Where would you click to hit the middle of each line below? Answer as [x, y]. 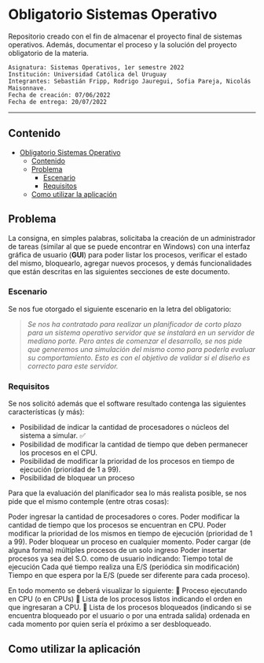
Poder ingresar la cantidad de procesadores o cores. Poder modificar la [124, 517]
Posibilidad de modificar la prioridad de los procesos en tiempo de [127, 461]
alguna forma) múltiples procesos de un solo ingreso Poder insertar [117, 550]
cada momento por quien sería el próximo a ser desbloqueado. [110, 624]
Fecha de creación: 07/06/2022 [59, 95]
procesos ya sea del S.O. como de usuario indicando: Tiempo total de [121, 559]
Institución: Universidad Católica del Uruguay [88, 74]
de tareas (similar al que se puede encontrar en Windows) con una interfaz [129, 246]
